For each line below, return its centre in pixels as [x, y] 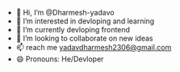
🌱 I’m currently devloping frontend [73, 30]
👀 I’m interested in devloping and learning [85, 21]
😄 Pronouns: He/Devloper [60, 59]
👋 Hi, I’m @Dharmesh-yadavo [65, 13]
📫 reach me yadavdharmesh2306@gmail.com [94, 47]
